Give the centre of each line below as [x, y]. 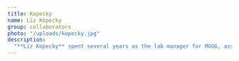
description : [27, 40]
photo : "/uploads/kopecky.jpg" [54, 33]
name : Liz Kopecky [34, 20]
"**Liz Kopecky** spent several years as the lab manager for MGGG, [117, 46]
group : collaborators [39, 27]
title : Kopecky [30, 14]
